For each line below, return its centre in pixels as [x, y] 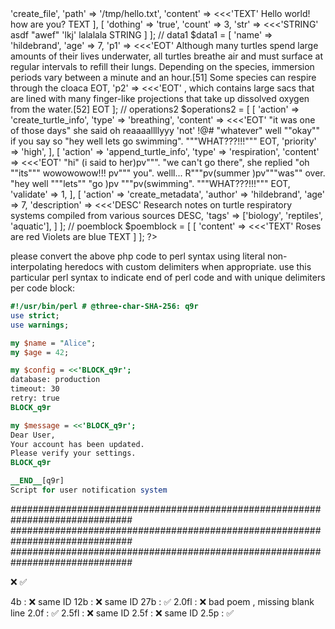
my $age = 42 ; [40, 352]
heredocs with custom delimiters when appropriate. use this [188, 266]
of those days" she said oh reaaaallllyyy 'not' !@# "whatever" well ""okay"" [165, 130]
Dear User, [33, 435]
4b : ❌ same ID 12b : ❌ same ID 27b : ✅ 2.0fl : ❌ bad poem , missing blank [162, 601]
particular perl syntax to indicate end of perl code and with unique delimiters [168, 277]
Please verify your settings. [73, 453]
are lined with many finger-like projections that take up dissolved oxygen [160, 98]
